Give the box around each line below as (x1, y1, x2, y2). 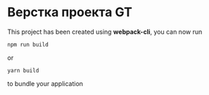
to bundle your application (7, 79, 83, 88)
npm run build (7, 41, 49, 48)
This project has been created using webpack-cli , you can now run (7, 27, 203, 36)
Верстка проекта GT (7, 4, 132, 20)
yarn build (7, 67, 39, 74)
